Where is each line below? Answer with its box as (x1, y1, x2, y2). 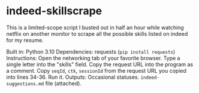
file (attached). (45, 79, 82, 87)
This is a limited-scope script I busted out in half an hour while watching (6, 24, 184, 31)
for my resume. (6, 36, 44, 44)
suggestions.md (6, 80, 44, 87)
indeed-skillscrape (6, 4, 102, 18)
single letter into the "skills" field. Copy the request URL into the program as (6, 61, 194, 68)
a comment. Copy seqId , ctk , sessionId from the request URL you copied (6, 67, 187, 74)
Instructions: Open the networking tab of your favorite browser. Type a (6, 54, 180, 61)
